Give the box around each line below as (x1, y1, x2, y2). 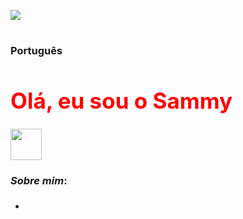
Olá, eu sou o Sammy (10, 87, 233, 115)
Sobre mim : (10, 173, 68, 187)
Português (10, 44, 63, 58)
